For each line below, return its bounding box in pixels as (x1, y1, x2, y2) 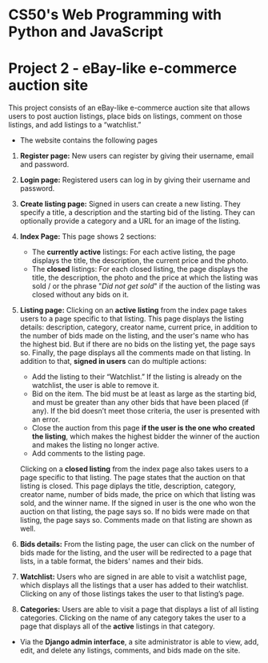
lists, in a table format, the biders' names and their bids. (19, 556, 204, 566)
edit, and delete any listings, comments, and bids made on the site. (19, 645, 241, 655)
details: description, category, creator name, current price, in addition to (19, 322, 258, 332)
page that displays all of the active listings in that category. (19, 621, 215, 631)
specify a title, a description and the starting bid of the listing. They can (19, 208, 255, 217)
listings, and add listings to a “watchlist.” (8, 120, 142, 130)
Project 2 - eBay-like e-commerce (8, 59, 238, 78)
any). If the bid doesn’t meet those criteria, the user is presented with (31, 406, 260, 416)
